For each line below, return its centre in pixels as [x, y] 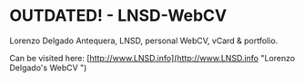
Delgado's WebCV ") [48, 68]
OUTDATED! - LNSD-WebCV [118, 16]
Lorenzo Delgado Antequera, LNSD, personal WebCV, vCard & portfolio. [144, 41]
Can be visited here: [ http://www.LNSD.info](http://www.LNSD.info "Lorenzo [152, 58]
